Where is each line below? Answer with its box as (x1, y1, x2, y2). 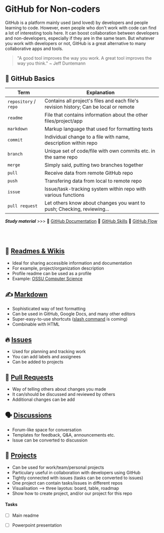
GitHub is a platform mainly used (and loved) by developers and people (5, 20, 148, 25)
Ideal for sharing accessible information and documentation (12, 260, 133, 266)
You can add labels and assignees (12, 354, 81, 360)
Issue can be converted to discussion (12, 437, 88, 443)
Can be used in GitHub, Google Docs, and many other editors (12, 311, 136, 317)
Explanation (86, 89, 115, 96)
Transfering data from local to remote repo (44, 177, 142, 184)
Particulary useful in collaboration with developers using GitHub (12, 469, 141, 475)
